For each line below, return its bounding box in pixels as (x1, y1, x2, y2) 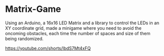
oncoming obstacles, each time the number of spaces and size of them (5, 30, 151, 36)
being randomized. (5, 36, 44, 42)
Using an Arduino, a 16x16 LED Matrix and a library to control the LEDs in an (5, 20, 160, 26)
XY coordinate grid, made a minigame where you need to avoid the (5, 25, 142, 31)
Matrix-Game (5, 3, 61, 15)
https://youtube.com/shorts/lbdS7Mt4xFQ (5, 45, 91, 51)
